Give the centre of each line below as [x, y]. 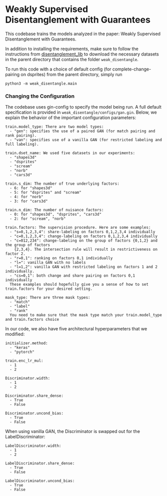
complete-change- [132, 69]
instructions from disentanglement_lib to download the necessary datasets [82, 54]
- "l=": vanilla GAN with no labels [48, 263]
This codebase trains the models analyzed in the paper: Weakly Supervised [83, 34]
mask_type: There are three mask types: [48, 298]
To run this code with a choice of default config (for [58, 69]
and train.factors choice [32, 320]
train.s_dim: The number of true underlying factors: [62, 184]
